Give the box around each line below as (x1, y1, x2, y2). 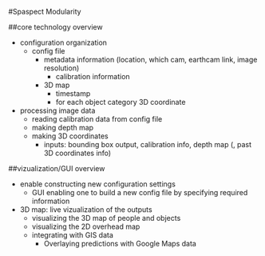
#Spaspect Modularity (8, 7, 81, 16)
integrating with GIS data (31, 230, 114, 239)
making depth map (31, 123, 94, 132)
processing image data (19, 106, 96, 115)
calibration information (55, 72, 130, 81)
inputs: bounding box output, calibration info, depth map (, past (43, 140, 252, 149)
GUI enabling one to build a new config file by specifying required (31, 188, 248, 197)
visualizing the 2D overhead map (31, 222, 140, 231)
